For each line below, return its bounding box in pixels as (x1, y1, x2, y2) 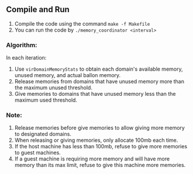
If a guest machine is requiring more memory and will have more (14, 155, 170, 162)
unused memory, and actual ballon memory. (14, 72, 121, 79)
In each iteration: (6, 54, 47, 61)
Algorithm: (6, 41, 37, 49)
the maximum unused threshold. (14, 84, 92, 91)
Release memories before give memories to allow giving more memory (14, 124, 185, 131)
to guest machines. (14, 149, 61, 156)
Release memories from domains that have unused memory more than (14, 78, 184, 85)
